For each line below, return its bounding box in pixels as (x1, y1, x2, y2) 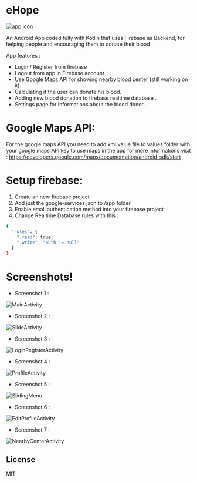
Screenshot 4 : (14, 358, 51, 365)
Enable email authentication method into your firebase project (14, 205, 164, 213)
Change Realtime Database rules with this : (14, 212, 119, 219)
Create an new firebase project (14, 193, 90, 200)
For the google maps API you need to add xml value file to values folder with (6, 140, 191, 147)
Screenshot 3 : (14, 335, 50, 342)
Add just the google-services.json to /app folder (14, 199, 131, 206)
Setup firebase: (6, 174, 83, 187)
